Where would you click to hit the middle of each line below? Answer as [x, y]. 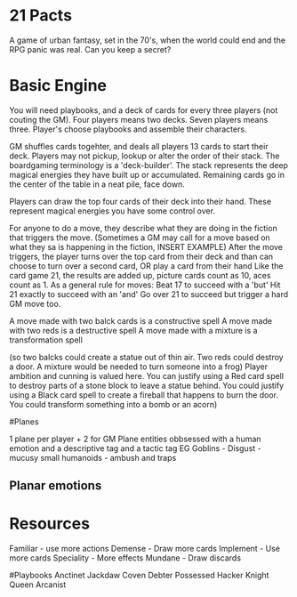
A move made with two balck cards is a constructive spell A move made [141, 320]
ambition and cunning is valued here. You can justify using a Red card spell [147, 375]
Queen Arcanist [38, 585]
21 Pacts [41, 16]
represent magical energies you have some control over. [112, 211]
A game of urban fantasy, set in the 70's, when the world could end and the [148, 40]
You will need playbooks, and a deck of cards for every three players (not [144, 110]
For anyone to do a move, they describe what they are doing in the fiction [143, 228]
